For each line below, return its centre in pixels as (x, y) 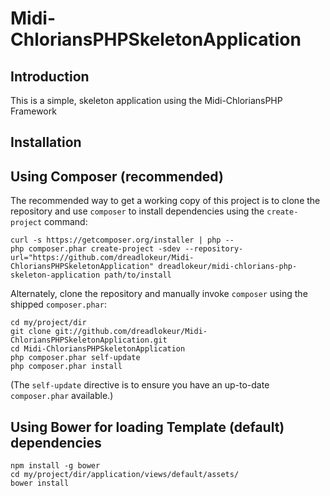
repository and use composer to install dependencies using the (137, 211)
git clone (31, 332)
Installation (46, 142)
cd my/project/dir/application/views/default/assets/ (125, 475)
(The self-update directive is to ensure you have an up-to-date (140, 385)
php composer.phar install (66, 367)
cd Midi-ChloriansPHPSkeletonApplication (98, 349)
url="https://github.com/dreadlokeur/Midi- (102, 258)
